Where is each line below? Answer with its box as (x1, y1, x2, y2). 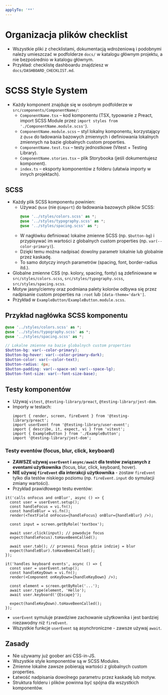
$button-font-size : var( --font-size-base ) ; (5, 371, 98, 376)
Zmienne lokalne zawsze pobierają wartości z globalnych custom (12, 663, 147, 670)
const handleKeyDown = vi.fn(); (10, 570, 78, 575)
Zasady (5, 640, 30, 648)
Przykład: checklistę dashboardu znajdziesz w (12, 61, 109, 68)
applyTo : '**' (5, 7, 35, 13)
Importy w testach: (12, 404, 52, 410)
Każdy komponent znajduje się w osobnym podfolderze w (12, 101, 133, 107)
